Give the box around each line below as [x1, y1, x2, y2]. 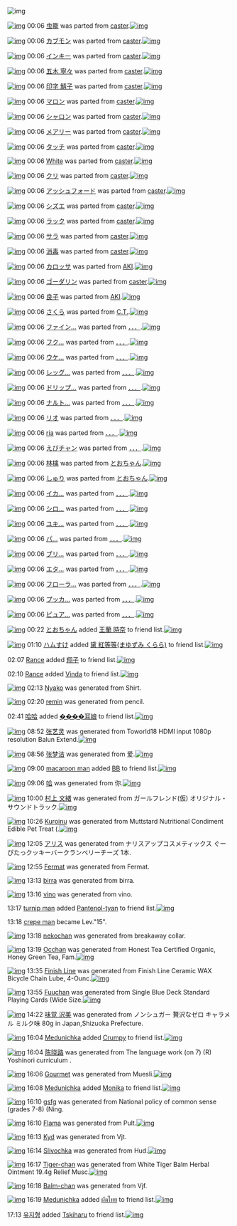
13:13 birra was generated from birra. [27, 876, 135, 884]
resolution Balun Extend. [7, 735, 79, 743]
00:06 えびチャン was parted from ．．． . [27, 444, 143, 452]
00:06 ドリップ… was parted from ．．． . [27, 383, 143, 392]
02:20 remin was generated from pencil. [27, 698, 145, 706]
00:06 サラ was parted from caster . [27, 232, 131, 240]
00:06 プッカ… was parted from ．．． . [27, 595, 137, 603]
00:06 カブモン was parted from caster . [27, 36, 143, 45]
